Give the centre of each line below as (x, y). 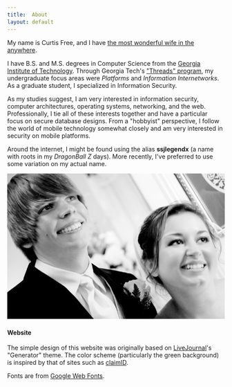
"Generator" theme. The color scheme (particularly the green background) (113, 355)
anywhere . (22, 50)
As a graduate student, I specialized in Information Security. (92, 85)
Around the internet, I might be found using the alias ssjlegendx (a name (110, 149)
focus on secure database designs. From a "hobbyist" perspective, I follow (113, 120)
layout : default (30, 22)
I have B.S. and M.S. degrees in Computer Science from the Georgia (104, 63)
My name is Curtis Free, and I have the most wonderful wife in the (101, 42)
